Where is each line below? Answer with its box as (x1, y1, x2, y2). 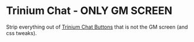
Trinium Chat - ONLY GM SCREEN (6, 4, 172, 17)
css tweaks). (6, 29, 37, 36)
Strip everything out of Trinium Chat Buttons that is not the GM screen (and (6, 23, 188, 30)
